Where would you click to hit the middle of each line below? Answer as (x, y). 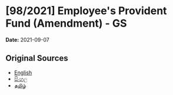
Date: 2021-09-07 (27, 40)
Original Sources (37, 58)
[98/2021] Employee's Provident (86, 11)
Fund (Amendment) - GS (66, 23)
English (23, 73)
